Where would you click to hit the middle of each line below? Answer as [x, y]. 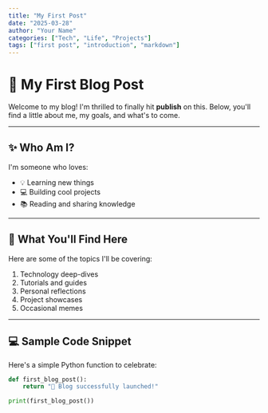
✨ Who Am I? [41, 148]
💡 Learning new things [57, 182]
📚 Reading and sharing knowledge [77, 203]
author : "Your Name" [43, 30]
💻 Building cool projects [60, 191]
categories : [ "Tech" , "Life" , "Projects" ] [80, 38]
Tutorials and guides [53, 282]
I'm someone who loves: [48, 167]
